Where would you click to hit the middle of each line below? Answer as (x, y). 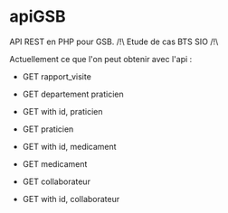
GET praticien (48, 129)
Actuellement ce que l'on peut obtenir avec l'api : (101, 59)
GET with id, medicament (69, 146)
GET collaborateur (56, 181)
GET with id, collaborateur (71, 199)
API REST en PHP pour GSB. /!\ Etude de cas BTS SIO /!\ (114, 42)
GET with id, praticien (62, 111)
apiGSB (38, 17)
